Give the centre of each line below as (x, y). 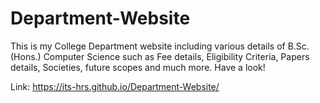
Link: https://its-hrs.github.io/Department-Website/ (115, 86)
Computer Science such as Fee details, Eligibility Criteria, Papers (176, 56)
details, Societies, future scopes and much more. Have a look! (138, 67)
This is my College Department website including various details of (148, 46)
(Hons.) (26, 56)
